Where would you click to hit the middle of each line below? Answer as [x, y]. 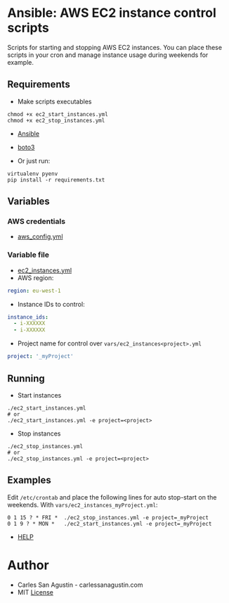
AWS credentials [36, 222]
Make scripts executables [54, 101]
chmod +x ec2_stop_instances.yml [56, 120]
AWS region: [35, 278]
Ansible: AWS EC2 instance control [112, 13]
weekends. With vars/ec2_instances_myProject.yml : [83, 504]
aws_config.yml [40, 236]
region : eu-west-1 [34, 291]
